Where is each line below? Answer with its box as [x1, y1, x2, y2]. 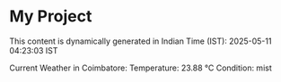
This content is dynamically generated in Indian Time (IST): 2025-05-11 [9, 36, 272, 46]
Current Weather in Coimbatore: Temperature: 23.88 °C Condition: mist [9, 62, 272, 73]
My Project [9, 6, 92, 27]
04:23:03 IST [9, 45, 58, 55]
